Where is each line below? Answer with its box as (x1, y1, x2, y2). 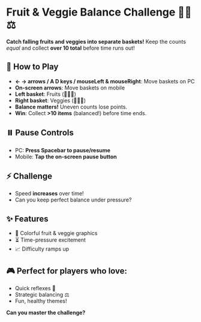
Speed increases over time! (14, 190, 84, 197)
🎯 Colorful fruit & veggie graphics (14, 230, 98, 237)
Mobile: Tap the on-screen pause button (14, 153, 117, 160)
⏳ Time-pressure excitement (14, 236, 86, 243)
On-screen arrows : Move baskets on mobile (14, 84, 125, 91)
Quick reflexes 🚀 (14, 285, 56, 291)
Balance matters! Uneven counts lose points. (14, 103, 128, 110)
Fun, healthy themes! (14, 297, 67, 305)
